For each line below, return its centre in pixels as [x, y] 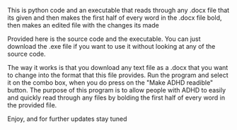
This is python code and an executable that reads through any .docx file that [118, 10]
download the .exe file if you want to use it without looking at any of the [111, 46]
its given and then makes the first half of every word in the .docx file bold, [115, 18]
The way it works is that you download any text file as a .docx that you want [118, 67]
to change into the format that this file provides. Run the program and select [118, 75]
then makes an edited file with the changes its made [83, 25]
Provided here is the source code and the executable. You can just [104, 39]
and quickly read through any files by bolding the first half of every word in [116, 97]
